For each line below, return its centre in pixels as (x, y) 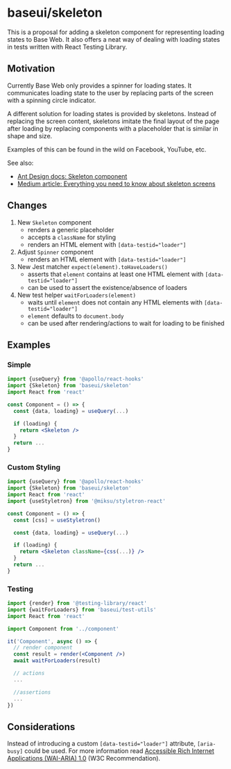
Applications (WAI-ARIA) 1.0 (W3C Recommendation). (84, 759)
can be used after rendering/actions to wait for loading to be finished (126, 323)
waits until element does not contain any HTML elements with (115, 302)
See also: (20, 163)
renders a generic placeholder (71, 229)
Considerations (41, 727)
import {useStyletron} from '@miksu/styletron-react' (87, 501)
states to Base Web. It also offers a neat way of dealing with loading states (114, 39)
